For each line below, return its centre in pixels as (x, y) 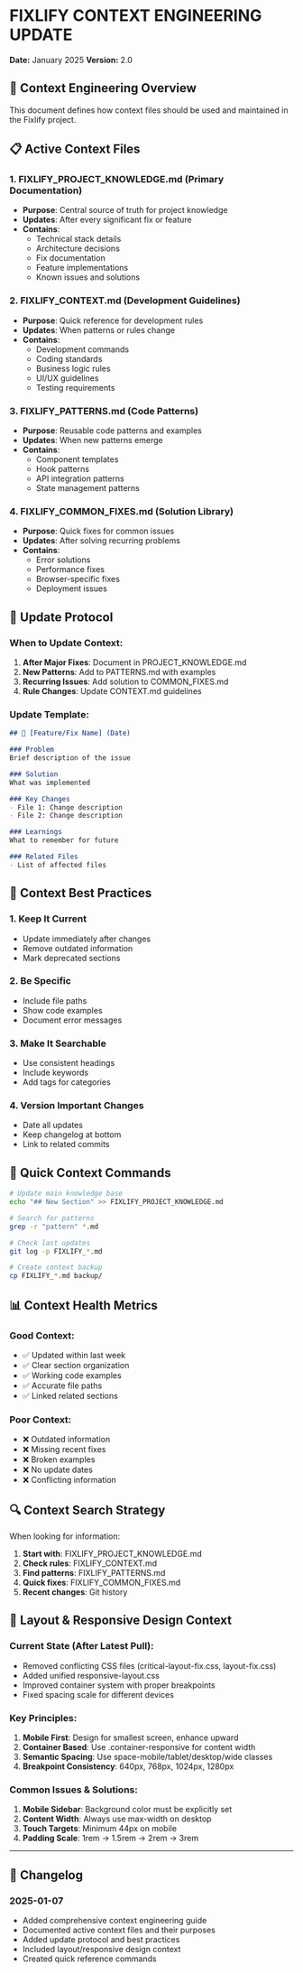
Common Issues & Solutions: (73, 1790)
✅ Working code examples (72, 1375)
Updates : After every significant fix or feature (107, 220)
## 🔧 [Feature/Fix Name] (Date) (70, 733)
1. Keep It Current (48, 919)
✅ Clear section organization (76, 1365)
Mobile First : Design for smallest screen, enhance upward (130, 1737)
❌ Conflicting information (69, 1480)
